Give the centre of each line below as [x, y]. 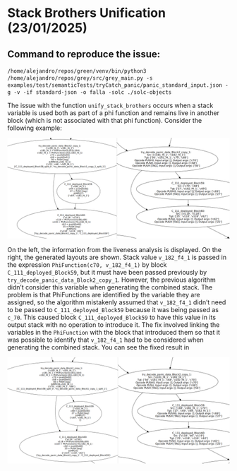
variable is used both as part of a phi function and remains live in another [114, 113]
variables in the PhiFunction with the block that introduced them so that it [114, 333]
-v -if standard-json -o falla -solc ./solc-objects [93, 93]
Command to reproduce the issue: [84, 54]
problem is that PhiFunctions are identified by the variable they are [104, 295]
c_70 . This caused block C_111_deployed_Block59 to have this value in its [112, 317]
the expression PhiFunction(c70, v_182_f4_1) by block [87, 265]
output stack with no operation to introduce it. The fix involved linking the [114, 325]
